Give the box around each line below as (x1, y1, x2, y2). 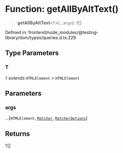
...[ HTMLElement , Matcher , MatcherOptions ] (5, 115, 88, 121)
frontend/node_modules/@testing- (28, 29, 99, 35)
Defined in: (5, 29, 28, 35)
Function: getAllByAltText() (5, 3, 119, 15)
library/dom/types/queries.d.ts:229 (5, 35, 76, 40)
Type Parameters (5, 49, 59, 57)
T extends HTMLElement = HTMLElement (5, 75, 80, 81)
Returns (5, 129, 31, 138)
